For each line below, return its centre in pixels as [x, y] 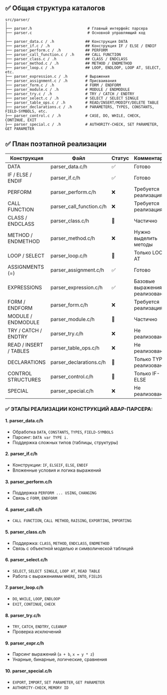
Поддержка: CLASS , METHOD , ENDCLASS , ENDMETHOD [61, 543]
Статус [120, 158]
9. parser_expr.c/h [25, 643]
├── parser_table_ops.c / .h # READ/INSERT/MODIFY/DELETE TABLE [82, 102]
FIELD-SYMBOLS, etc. [27, 111]
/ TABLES [19, 351]
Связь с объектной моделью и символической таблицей [73, 548]
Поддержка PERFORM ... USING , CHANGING [54, 493]
